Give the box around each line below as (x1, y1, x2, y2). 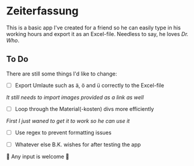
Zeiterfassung (6, 4, 79, 18)
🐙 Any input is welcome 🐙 (6, 153, 70, 160)
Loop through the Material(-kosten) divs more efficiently (14, 105, 154, 112)
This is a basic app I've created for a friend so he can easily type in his (6, 24, 181, 31)
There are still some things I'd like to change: (6, 70, 117, 77)
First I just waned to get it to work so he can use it (6, 117, 130, 124)
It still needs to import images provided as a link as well (6, 93, 144, 101)
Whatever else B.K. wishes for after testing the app (14, 141, 141, 148)
